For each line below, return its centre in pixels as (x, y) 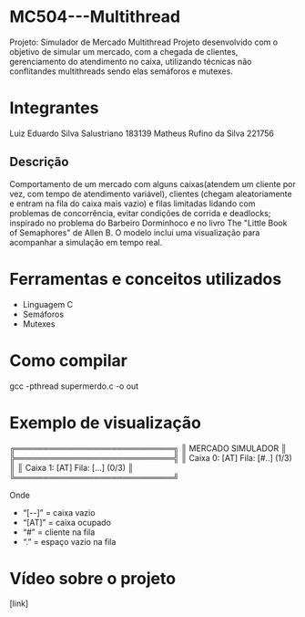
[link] (19, 603)
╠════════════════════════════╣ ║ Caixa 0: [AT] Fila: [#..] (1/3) (151, 457)
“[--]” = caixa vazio (59, 512)
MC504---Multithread (95, 17)
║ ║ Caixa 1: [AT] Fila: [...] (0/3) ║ (71, 467)
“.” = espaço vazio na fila (69, 541)
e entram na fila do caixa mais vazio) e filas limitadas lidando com (132, 204)
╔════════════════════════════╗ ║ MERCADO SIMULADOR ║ (148, 448)
